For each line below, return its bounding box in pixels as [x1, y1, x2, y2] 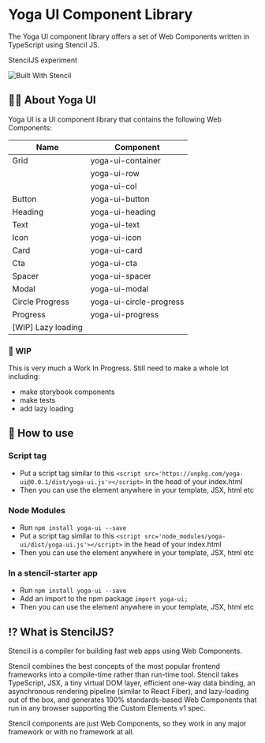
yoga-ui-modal [90, 283, 149, 294]
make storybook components [19, 387, 116, 396]
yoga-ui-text [90, 219, 140, 230]
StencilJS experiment [8, 55, 77, 65]
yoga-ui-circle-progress [90, 296, 185, 307]
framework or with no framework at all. [8, 727, 135, 737]
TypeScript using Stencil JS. [8, 39, 100, 49]
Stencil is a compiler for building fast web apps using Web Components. [8, 646, 243, 656]
